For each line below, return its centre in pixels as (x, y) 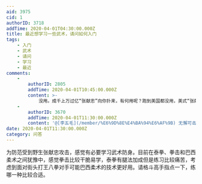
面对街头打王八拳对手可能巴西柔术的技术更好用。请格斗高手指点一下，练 (106, 167)
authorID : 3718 (25, 23)
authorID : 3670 (47, 112)
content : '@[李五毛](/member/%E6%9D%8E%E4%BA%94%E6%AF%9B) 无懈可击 (112, 123)
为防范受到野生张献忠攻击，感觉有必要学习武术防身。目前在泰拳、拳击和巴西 (101, 152)
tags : (13, 40)
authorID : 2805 (47, 85)
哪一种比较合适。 (27, 174)
